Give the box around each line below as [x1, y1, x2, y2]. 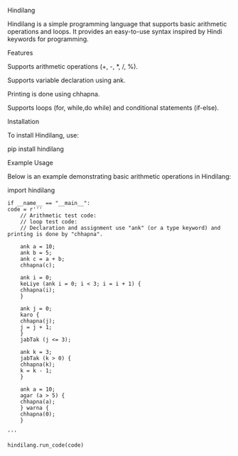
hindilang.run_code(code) [7, 442, 84, 449]
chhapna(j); [20, 318, 55, 325]
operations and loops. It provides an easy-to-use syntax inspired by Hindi [7, 28, 222, 35]
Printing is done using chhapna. [7, 90, 100, 98]
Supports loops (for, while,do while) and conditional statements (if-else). [7, 104, 219, 112]
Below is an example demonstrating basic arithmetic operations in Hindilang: [7, 172, 232, 180]
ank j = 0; [20, 305, 53, 312]
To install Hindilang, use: [7, 131, 80, 139]
